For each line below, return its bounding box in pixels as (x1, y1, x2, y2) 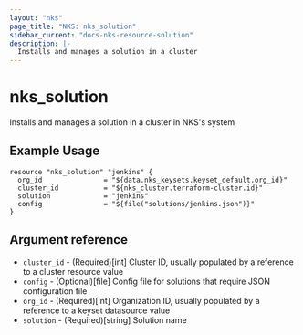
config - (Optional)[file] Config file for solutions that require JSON (22, 276, 271, 287)
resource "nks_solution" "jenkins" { (9, 167, 153, 176)
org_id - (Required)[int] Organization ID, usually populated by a (22, 295, 260, 306)
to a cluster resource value (22, 266, 124, 277)
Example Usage (9, 143, 100, 159)
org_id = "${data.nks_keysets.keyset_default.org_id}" (17, 175, 287, 184)
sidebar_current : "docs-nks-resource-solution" (9, 30, 194, 39)
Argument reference (9, 232, 128, 247)
